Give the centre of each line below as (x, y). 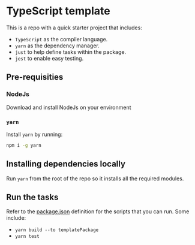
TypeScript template (58, 11)
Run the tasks (32, 197)
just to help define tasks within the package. (70, 52)
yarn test (27, 237)
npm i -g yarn (24, 145)
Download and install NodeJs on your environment (69, 107)
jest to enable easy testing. (49, 58)
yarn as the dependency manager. (57, 46)
